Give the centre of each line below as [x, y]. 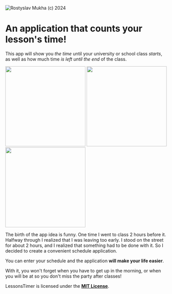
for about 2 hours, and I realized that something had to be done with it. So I [84, 245]
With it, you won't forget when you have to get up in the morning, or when [83, 270]
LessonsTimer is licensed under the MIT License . [57, 286]
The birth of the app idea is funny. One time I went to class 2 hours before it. [86, 234]
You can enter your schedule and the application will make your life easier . [85, 261]
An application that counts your [74, 29]
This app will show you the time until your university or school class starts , [84, 53]
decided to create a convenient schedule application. [61, 250]
